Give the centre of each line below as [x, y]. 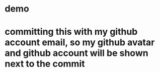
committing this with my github [71, 32]
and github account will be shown [77, 53]
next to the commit [45, 64]
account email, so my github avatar [80, 43]
